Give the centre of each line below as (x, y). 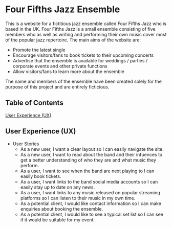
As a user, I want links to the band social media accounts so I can (89, 181)
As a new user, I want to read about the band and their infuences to (91, 154)
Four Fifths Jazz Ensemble (63, 9)
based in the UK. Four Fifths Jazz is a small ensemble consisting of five (80, 29)
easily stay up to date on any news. (58, 187)
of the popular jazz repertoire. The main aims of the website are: (73, 40)
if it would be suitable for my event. (57, 220)
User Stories (26, 144)
